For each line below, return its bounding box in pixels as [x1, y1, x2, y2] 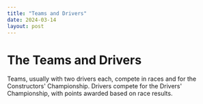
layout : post [7, 23, 44, 29]
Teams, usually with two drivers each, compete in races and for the [7, 75, 197, 83]
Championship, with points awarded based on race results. [7, 90, 173, 98]
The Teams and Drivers [7, 52, 142, 68]
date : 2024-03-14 [7, 16, 57, 23]
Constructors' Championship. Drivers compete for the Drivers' [7, 82, 182, 90]
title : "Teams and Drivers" [7, 10, 87, 17]
